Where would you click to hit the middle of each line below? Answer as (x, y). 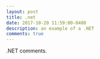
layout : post (22, 12)
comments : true (25, 34)
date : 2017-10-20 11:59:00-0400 (46, 23)
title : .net (21, 17)
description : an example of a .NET (50, 28)
